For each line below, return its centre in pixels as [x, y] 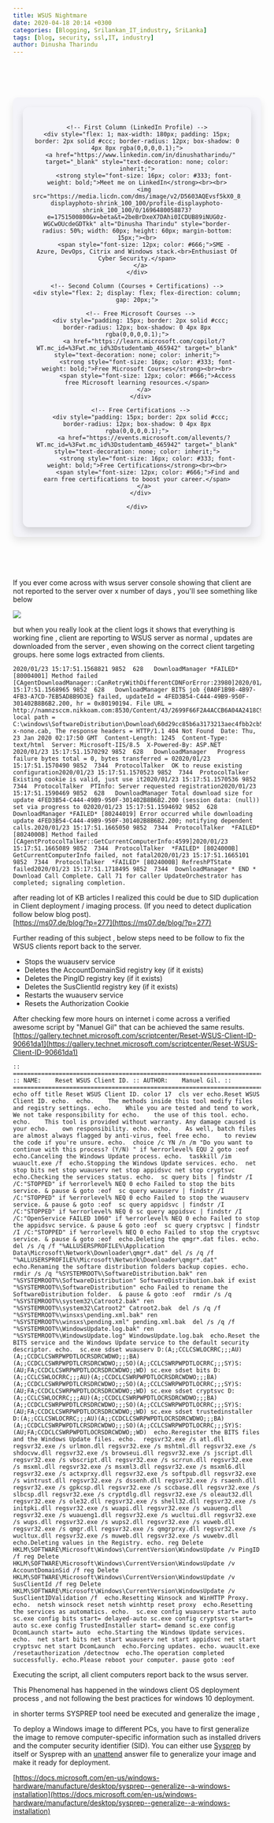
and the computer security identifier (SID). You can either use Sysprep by [132, 1746]
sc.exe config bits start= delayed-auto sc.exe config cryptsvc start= [133, 1619]
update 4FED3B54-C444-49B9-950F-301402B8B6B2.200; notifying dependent [133, 821]
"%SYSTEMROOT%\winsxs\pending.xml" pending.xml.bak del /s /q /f [124, 1322]
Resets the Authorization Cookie [76, 1004]
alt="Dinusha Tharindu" [139, 224]
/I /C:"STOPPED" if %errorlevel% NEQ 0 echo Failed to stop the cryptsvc [137, 1232]
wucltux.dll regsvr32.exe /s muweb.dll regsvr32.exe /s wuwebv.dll [126, 1536]
